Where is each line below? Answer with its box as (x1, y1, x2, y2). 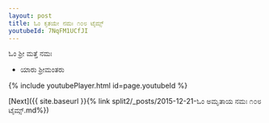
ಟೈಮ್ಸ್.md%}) (8, 105, 50, 115)
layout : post (8, 11, 53, 20)
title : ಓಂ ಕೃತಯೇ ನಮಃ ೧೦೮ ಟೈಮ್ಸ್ (8, 19, 104, 27)
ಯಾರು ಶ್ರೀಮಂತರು (19, 65, 65, 75)
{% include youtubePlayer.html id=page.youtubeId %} (8, 81, 188, 91)
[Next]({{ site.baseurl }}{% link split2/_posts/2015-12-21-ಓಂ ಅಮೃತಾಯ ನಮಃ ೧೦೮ (8, 96, 262, 106)
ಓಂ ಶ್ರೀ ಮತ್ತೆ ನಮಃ (8, 49, 53, 59)
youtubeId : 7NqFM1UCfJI (8, 27, 89, 35)
